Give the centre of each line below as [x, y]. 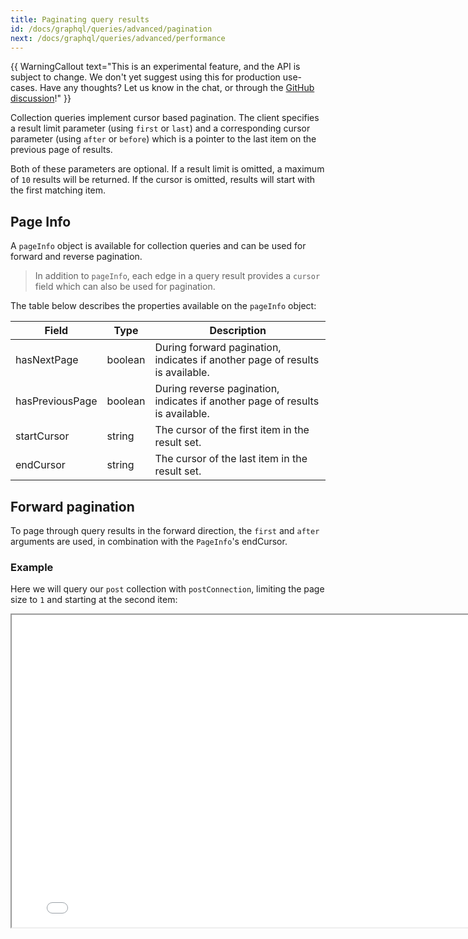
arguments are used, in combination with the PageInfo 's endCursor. [149, 541]
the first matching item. [58, 190]
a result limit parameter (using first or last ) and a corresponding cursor [160, 128]
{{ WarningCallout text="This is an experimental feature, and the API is [155, 67]
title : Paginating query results [80, 19]
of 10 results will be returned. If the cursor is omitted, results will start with [163, 180]
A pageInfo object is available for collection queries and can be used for [158, 246]
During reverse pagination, [217, 389]
